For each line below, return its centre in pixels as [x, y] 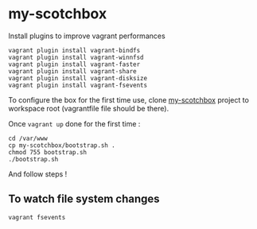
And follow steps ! [38, 174]
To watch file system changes [84, 199]
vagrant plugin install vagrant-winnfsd [76, 57]
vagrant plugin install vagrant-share [72, 71]
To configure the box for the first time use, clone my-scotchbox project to [128, 99]
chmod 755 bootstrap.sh [48, 152]
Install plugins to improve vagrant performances [87, 36]
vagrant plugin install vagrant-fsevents [78, 85]
